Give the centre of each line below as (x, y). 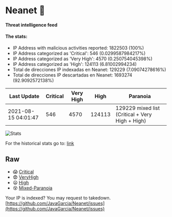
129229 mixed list (138, 108)
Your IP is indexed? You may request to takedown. (58, 198)
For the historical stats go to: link (40, 143)
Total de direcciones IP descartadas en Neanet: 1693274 (72, 75)
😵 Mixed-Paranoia (33, 188)
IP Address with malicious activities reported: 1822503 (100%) (78, 47)
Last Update (25, 96)
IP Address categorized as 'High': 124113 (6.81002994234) (75, 64)
